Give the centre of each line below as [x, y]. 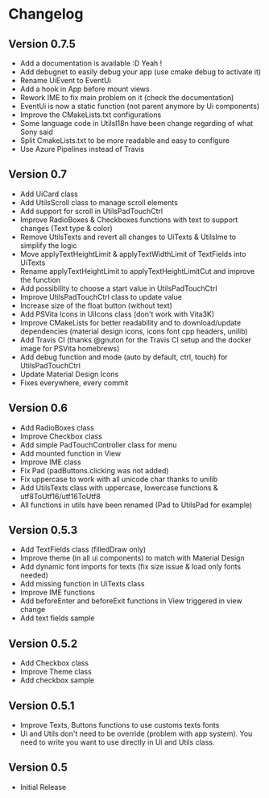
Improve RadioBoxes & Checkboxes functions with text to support [129, 220]
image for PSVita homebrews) [70, 348]
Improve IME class [51, 462]
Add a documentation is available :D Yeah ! [91, 63]
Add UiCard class [49, 194]
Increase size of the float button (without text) [96, 305]
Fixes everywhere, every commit [74, 382]
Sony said [37, 132]
